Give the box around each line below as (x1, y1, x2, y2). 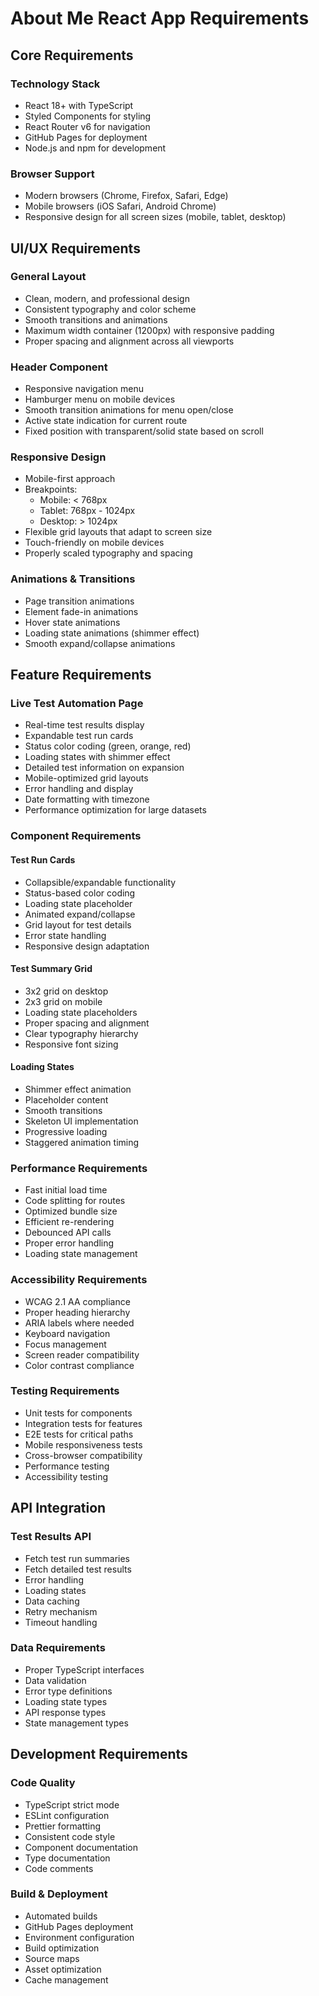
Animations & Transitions (10, 572, 136, 586)
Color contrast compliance (24, 1359, 135, 1371)
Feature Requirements (10, 667, 152, 684)
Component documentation (24, 1841, 138, 1853)
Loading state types (24, 1695, 108, 1707)
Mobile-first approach (24, 473, 116, 485)
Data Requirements (10, 1641, 106, 1655)
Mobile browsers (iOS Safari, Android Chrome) (24, 200, 217, 212)
